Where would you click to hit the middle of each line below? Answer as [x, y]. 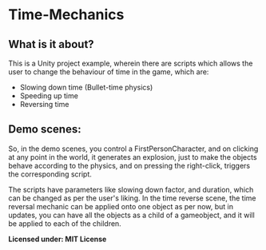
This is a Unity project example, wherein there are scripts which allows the [131, 63]
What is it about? [51, 44]
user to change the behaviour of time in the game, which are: [109, 72]
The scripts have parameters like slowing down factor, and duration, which [131, 189]
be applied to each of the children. [65, 223]
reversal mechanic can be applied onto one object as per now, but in [121, 206]
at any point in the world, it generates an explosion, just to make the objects [133, 157]
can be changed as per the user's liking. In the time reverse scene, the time [132, 198]
